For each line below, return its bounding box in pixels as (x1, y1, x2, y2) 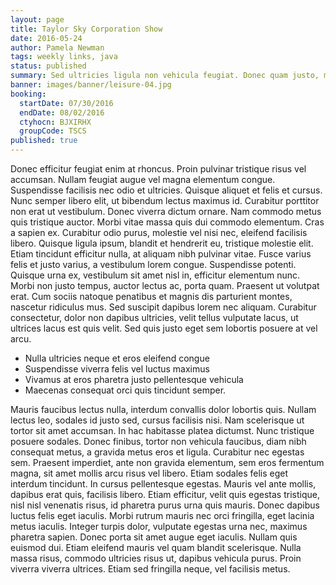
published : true (10, 136, 78, 146)
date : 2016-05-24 (10, 33, 83, 43)
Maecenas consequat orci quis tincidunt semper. (24, 384, 227, 396)
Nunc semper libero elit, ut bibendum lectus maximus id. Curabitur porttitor (10, 195, 320, 206)
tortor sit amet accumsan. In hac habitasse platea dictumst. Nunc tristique (10, 425, 315, 436)
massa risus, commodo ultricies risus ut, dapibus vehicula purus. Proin (10, 552, 302, 564)
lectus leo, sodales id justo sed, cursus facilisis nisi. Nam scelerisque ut (10, 414, 305, 426)
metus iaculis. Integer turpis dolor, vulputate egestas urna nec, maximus (10, 521, 308, 532)
